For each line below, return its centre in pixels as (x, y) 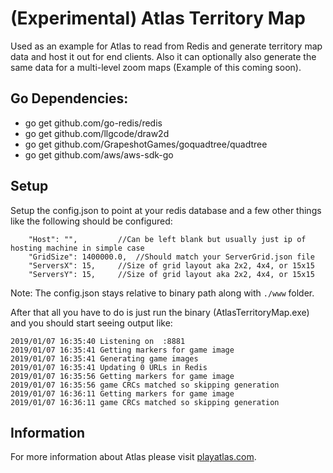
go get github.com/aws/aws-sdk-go (99, 154)
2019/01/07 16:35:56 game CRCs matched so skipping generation (145, 385)
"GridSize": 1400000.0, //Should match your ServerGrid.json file (171, 257)
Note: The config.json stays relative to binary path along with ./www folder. (162, 293)
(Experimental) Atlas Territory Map (158, 18)
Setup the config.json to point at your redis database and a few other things (166, 210)
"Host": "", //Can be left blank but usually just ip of (167, 239)
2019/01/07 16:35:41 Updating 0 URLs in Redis (109, 367)
